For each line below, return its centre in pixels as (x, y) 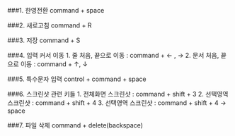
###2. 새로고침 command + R (50, 25)
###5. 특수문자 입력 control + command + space (77, 79)
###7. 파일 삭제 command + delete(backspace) (75, 125)
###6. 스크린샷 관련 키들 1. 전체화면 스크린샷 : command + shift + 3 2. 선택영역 (118, 94)
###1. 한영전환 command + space (56, 10)
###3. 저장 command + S (44, 40)
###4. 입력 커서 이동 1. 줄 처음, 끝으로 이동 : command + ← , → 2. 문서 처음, (113, 55)
